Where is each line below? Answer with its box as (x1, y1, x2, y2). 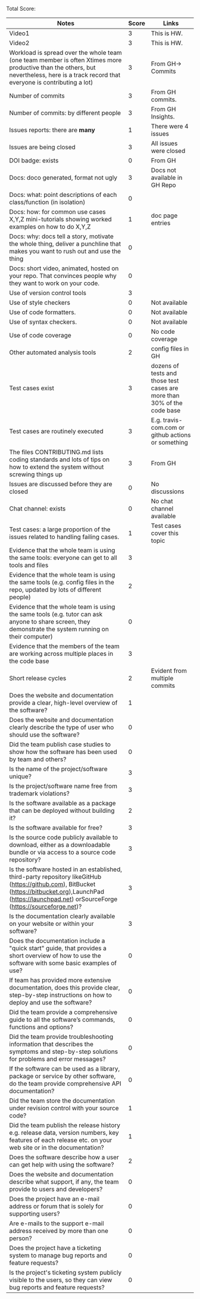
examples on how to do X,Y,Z (9, 223, 91, 231)
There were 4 (151, 122, 189, 130)
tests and (151, 369, 177, 377)
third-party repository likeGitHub (9, 873, 102, 881)
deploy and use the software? (9, 998, 92, 1006)
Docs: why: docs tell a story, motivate (9, 232, 114, 240)
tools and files (9, 561, 49, 569)
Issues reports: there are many (9, 126, 95, 134)
